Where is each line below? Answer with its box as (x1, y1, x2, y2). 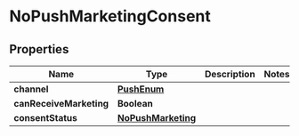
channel (13, 83, 49, 95)
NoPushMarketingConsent (9, 6, 212, 27)
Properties (9, 42, 69, 57)
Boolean (117, 98, 153, 109)
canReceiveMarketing (13, 98, 109, 109)
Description (204, 68, 255, 80)
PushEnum (117, 83, 165, 95)
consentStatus (13, 112, 77, 124)
